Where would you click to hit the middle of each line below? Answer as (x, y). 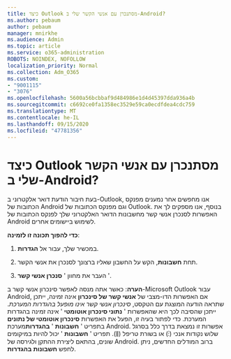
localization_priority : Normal (53, 66)
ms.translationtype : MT (42, 111)
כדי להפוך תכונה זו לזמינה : (44, 235)
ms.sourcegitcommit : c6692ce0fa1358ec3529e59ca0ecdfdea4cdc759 (101, 105)
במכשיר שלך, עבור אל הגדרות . (58, 249)
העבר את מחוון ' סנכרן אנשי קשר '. (64, 276)
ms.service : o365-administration (56, 53)
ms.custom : (23, 79)
